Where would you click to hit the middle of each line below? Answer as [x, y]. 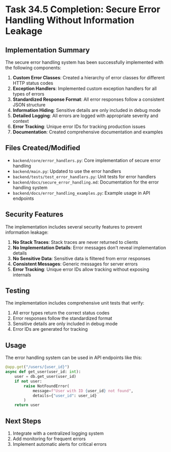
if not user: [28, 381]
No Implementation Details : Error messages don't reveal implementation [89, 247]
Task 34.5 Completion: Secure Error [83, 9]
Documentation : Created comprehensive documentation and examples [88, 132]
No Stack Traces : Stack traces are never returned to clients [75, 242]
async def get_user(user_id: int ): [43, 372]
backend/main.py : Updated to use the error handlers [67, 171]
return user [27, 405]
